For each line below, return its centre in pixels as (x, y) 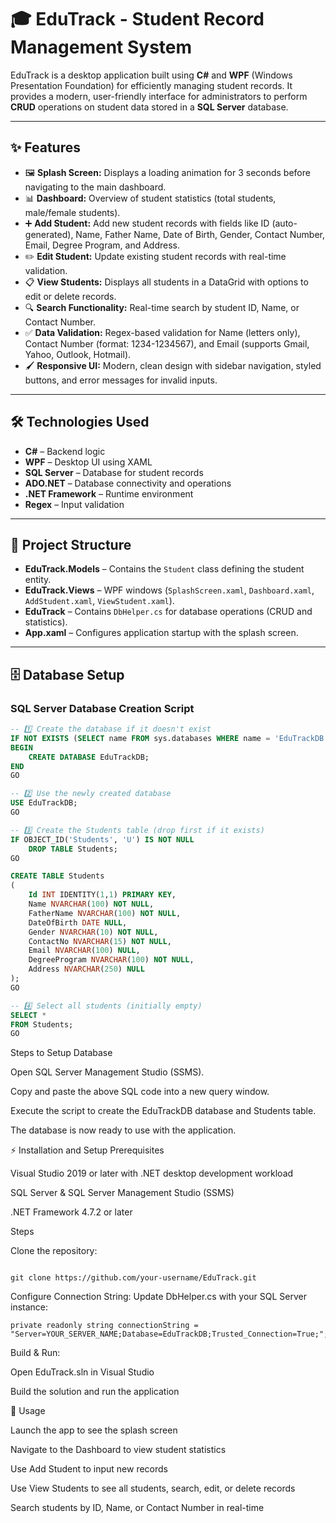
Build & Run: (35, 1353)
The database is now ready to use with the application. (123, 1130)
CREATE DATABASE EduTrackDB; (89, 757)
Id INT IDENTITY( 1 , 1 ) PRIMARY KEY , (102, 895)
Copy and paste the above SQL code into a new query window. (140, 1092)
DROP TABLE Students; (73, 849)
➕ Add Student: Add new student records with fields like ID (147, 223)
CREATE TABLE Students (57, 876)
